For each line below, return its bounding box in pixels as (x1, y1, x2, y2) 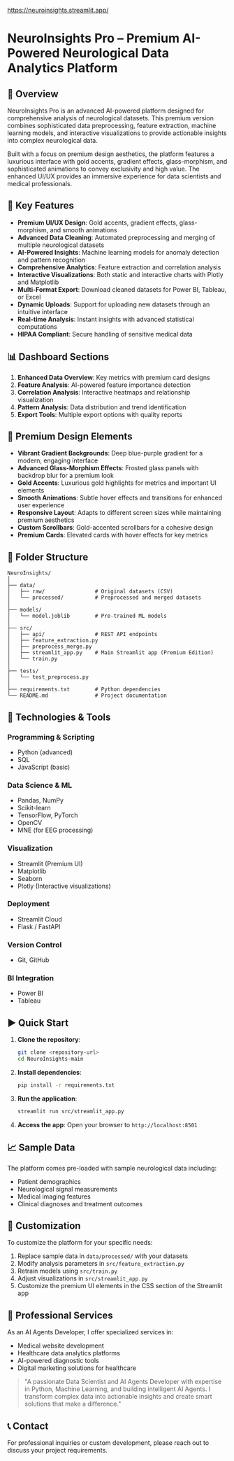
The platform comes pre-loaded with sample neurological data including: (7, 1164, 217, 1172)
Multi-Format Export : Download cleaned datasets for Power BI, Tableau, (17, 285, 227, 293)
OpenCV (17, 819, 43, 827)
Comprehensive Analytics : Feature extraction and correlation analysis (17, 262, 221, 271)
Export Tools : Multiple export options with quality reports (17, 410, 183, 418)
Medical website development (17, 1341, 105, 1350)
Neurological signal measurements (17, 1185, 117, 1193)
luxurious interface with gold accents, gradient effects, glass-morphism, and (7, 157, 228, 165)
